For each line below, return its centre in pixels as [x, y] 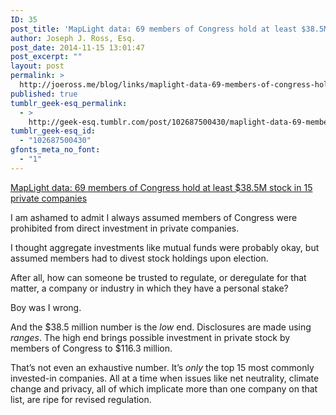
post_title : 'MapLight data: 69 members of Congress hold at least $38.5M [169, 29]
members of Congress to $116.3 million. [91, 348]
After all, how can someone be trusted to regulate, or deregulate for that [158, 277]
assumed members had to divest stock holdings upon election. [139, 258]
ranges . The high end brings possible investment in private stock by [150, 337]
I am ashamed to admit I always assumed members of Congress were [154, 217]
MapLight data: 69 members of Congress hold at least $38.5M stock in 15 [161, 187]
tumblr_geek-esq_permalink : [69, 103]
